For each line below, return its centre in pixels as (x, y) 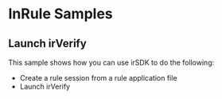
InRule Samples (60, 14)
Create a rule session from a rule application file (98, 78)
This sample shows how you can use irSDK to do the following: (111, 62)
